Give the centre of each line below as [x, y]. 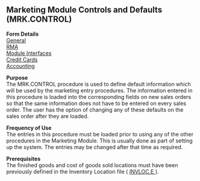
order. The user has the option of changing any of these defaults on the [95, 110]
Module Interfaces [29, 53]
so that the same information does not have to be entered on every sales [96, 103]
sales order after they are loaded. [48, 116]
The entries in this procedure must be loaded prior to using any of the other [100, 134]
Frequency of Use [29, 128]
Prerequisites [23, 159]
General [16, 40]
